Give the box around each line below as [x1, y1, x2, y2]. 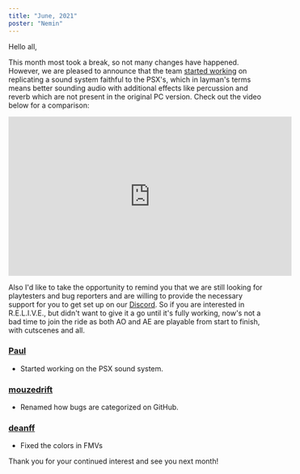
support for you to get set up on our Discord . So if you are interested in [8, 299, 245, 309]
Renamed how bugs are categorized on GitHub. [19, 402, 180, 413]
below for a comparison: [8, 100, 90, 110]
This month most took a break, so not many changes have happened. [8, 57, 239, 67]
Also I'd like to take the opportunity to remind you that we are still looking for [8, 282, 263, 292]
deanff [8, 422, 36, 434]
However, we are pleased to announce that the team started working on [8, 66, 247, 75]
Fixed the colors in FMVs [19, 441, 104, 451]
